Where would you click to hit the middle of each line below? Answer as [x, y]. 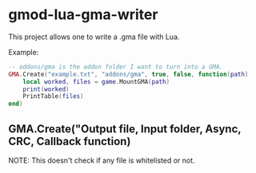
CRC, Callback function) [70, 141]
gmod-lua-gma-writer [83, 15]
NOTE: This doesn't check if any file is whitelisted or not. [102, 160]
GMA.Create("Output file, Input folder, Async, [125, 129]
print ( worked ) [46, 89]
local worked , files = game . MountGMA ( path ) [96, 81]
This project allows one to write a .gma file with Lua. [94, 37]
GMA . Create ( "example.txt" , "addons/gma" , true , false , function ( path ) [128, 74]
